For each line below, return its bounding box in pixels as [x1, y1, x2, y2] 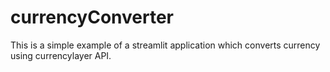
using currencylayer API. [10, 49, 112, 61]
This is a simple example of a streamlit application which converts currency [10, 39, 321, 51]
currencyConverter [10, 6, 174, 29]
